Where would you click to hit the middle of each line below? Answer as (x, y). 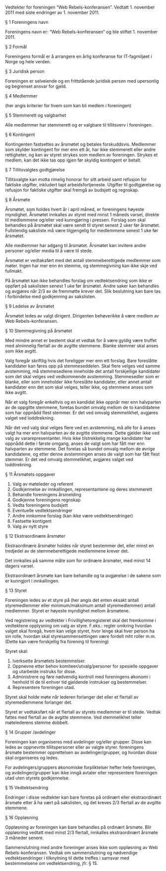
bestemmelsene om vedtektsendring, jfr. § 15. (52, 863)
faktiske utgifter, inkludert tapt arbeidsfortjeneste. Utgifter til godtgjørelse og (83, 185)
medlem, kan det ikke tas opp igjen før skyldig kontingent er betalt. (73, 160)
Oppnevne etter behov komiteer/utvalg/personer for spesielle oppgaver (85, 666)
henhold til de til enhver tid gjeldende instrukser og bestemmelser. (80, 682)
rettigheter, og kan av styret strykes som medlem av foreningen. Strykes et (82, 155)
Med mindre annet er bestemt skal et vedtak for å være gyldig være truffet (81, 340)
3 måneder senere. (25, 838)
